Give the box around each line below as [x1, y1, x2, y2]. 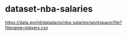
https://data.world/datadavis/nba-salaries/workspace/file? [5, 19, 122, 25]
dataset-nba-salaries [5, 3, 93, 15]
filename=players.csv [5, 24, 49, 30]
